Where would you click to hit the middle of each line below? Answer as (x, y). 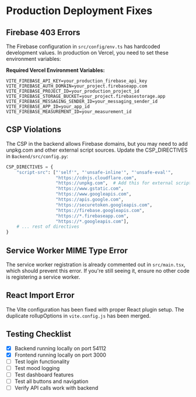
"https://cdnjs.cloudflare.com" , (96, 178)
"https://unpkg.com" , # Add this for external (115, 183)
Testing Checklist (38, 334)
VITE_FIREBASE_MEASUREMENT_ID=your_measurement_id (69, 112)
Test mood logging (37, 368)
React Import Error (40, 295)
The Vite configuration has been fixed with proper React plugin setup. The (95, 309)
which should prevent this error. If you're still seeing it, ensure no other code (98, 271)
